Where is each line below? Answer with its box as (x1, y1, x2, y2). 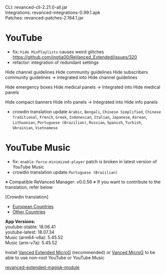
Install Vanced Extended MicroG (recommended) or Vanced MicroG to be (5, 249, 156, 255)
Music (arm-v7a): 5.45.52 (5, 240, 57, 246)
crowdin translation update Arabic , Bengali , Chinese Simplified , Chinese (12, 108, 161, 114)
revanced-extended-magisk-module (5, 264, 80, 270)
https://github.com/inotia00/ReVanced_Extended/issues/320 (12, 54, 137, 60)
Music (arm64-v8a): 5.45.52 (5, 234, 63, 240)
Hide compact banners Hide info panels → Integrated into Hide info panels (5, 99, 158, 105)
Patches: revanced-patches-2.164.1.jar (5, 15, 84, 20)
